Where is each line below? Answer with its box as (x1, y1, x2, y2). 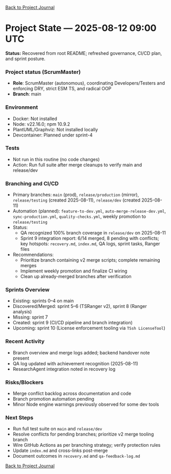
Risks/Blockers (5, 379, 44, 386)
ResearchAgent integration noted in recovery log (12, 366, 116, 372)
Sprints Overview (5, 286, 50, 293)
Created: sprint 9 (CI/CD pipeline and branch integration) (12, 320, 133, 326)
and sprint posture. (5, 55, 46, 62)
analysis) (12, 309, 32, 315)
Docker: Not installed (12, 115, 57, 122)
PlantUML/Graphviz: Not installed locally (12, 126, 98, 132)
